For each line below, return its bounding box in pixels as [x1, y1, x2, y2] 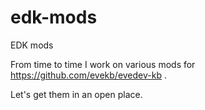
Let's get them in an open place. [10, 88, 143, 100]
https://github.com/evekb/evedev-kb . [10, 69, 167, 81]
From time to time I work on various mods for [10, 58, 196, 70]
